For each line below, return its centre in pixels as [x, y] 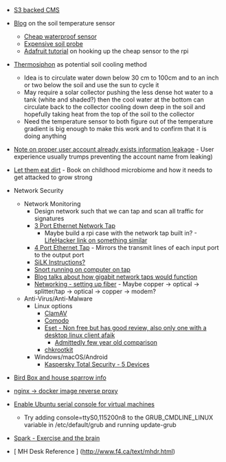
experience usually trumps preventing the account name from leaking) [113, 157]
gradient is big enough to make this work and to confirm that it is [115, 129]
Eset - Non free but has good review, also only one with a [126, 328]
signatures [49, 218]
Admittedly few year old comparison [106, 342]
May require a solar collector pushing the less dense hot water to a [118, 92]
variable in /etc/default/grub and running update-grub [100, 425]
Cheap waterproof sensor [60, 36]
